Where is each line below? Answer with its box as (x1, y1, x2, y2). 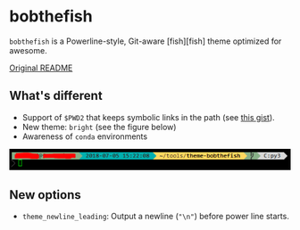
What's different (9, 88, 103, 103)
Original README (9, 62, 73, 73)
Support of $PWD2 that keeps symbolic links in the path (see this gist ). (21, 111, 275, 122)
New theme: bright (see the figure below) (21, 121, 177, 132)
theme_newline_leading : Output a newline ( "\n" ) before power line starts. (21, 211, 290, 222)
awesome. (9, 45, 47, 55)
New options (9, 187, 82, 202)
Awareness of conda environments (21, 131, 148, 142)
